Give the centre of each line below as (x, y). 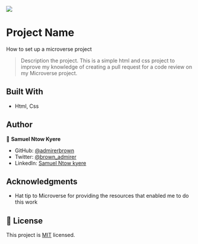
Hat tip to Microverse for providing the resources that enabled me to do (102, 196)
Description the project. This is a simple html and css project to (98, 60)
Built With (25, 92)
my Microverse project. (49, 73)
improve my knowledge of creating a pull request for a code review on (106, 67)
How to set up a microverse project (49, 49)
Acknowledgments (42, 182)
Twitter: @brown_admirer (46, 156)
